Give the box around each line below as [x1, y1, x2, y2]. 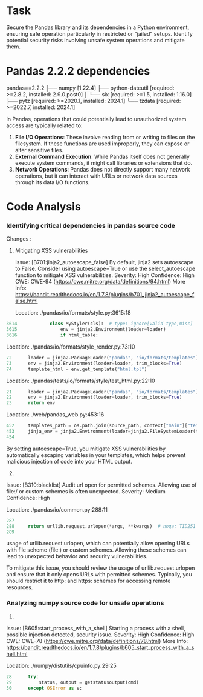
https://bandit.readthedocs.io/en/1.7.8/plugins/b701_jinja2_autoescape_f [14, 291, 195, 298]
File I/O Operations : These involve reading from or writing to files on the [14, 133, 195, 141]
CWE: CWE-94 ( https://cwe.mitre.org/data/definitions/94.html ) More [14, 278, 186, 285]
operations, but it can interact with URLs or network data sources [14, 172, 178, 179]
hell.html [6, 650, 28, 658]
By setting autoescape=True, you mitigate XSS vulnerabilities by [6, 445, 166, 452]
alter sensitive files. [14, 146, 63, 153]
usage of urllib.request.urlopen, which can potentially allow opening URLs [6, 540, 190, 547]
